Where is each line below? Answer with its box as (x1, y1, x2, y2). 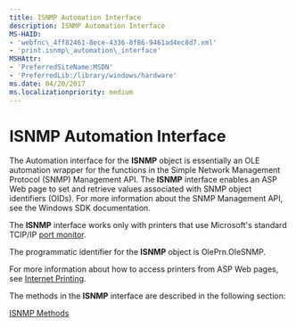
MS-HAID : (9, 29, 42, 38)
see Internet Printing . (9, 274, 86, 284)
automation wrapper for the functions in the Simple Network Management (9, 165, 281, 176)
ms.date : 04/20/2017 (9, 79, 86, 88)
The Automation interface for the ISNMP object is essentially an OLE (9, 155, 260, 166)
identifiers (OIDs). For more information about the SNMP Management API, (9, 193, 284, 204)
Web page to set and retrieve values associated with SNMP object (9, 184, 252, 194)
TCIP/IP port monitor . (9, 229, 86, 241)
